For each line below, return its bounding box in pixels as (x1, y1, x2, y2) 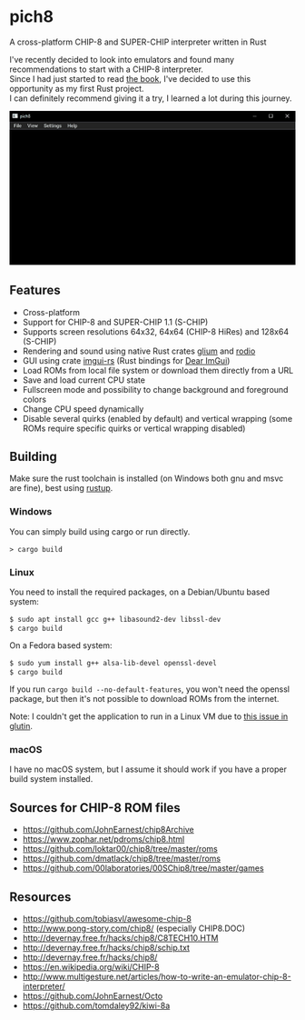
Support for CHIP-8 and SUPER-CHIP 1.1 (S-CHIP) (22, 316, 209, 327)
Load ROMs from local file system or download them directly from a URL (22, 365, 294, 375)
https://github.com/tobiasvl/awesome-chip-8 (22, 913, 192, 924)
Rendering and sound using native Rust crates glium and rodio (22, 345, 256, 356)
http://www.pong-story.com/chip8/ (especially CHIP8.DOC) (22, 923, 246, 934)
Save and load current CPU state (22, 375, 145, 385)
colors (22, 394, 47, 405)
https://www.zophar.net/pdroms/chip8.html (22, 834, 185, 845)
